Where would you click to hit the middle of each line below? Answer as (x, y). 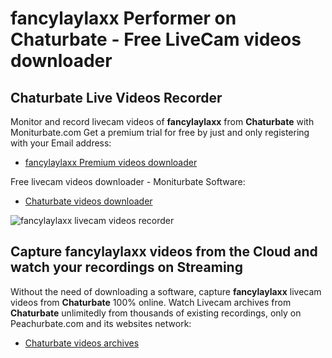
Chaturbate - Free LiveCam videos (156, 39)
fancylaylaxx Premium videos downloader (111, 162)
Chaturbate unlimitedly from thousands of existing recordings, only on (156, 313)
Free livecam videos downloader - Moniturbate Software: (128, 181)
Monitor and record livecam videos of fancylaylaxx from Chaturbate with (162, 121)
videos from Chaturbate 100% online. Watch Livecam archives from (151, 302)
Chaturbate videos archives (82, 343)
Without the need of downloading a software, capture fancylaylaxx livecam (166, 291)
